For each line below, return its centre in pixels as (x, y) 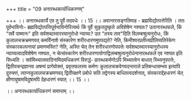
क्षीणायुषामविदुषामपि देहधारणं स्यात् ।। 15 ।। (48, 79)
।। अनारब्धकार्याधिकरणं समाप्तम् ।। (40, 91)
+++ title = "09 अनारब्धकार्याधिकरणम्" (45, 9)
